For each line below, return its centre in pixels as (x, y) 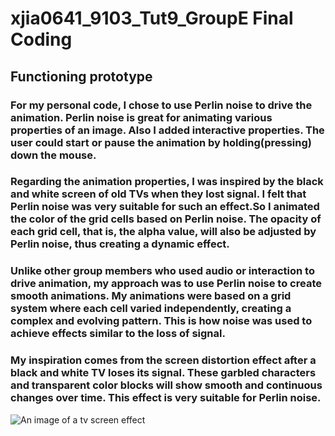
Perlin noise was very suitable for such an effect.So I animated (165, 207)
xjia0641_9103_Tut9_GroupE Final (152, 18)
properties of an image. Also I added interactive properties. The (167, 130)
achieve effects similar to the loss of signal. (118, 334)
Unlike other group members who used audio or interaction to (162, 271)
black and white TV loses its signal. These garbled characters (163, 373)
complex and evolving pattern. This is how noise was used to (161, 321)
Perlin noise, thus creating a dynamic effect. (120, 244)
